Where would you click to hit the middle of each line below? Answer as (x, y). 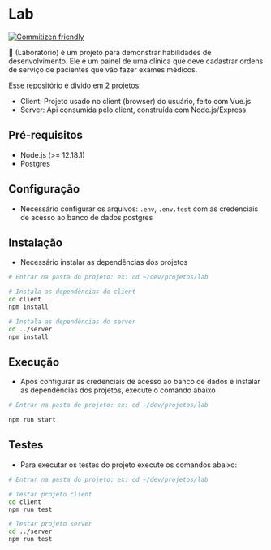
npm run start (32, 420)
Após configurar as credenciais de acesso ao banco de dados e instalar (140, 382)
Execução (34, 362)
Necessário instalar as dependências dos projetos (104, 262)
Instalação (36, 243)
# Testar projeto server (50, 524)
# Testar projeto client (50, 494)
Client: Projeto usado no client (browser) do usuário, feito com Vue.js (135, 101)
